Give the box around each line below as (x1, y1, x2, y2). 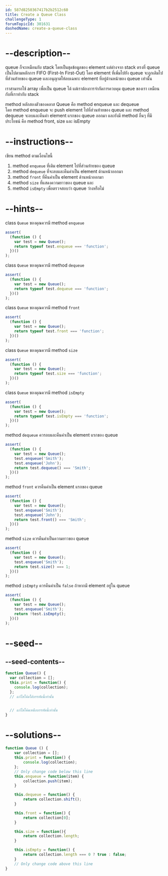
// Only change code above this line (14, 861, 93, 866)
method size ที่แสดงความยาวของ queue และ (12, 180, 94, 186)
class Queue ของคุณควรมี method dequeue (5, 262, 85, 269)
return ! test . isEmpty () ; (14, 611, 66, 616)
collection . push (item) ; (23, 779, 73, 784)
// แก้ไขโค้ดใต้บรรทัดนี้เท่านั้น (10, 694, 54, 699)
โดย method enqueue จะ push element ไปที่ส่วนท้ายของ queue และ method (5, 107, 149, 113)
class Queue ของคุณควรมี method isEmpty (5, 390, 85, 396)
